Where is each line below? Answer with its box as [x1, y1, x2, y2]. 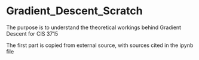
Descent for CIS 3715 [6, 30, 59, 37]
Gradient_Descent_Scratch [6, 4, 143, 18]
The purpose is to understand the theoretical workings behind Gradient [6, 24, 181, 31]
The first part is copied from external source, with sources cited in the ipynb [6, 42, 194, 49]
